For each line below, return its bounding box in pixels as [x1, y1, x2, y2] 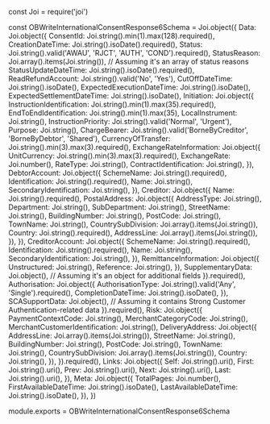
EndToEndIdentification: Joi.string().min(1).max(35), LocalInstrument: [8, 108, 238, 118]
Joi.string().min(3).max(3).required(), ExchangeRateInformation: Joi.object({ [8, 143, 261, 152]
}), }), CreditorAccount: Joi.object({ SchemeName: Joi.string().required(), [8, 237, 251, 246]
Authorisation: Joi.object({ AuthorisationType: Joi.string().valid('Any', [8, 280, 236, 289]
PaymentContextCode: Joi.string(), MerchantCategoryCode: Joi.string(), [8, 314, 248, 323]
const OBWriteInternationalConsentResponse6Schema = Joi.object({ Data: [8, 23, 256, 31]
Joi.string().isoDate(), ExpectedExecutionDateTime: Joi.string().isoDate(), [8, 82, 251, 92]
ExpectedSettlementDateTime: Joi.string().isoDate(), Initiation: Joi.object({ [8, 91, 254, 100]
